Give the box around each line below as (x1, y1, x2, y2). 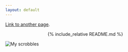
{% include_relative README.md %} (47, 31, 123, 37)
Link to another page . (5, 21, 50, 27)
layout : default (5, 7, 40, 13)
